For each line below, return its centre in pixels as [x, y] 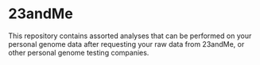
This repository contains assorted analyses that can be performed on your [130, 36]
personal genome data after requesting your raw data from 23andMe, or [126, 44]
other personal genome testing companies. [79, 52]
